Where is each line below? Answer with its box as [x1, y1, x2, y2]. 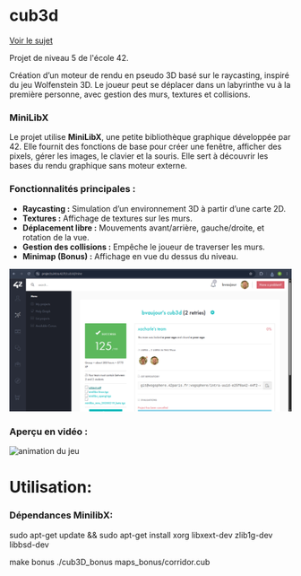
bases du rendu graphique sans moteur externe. [9, 161, 188, 171]
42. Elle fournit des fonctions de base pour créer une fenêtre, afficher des [9, 141, 282, 153]
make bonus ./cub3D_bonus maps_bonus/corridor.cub [9, 556, 211, 567]
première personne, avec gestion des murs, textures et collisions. [9, 89, 251, 100]
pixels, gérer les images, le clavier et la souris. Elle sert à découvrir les [9, 151, 269, 161]
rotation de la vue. [21, 231, 90, 242]
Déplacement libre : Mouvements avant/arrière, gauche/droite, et [21, 222, 265, 233]
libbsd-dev [9, 539, 49, 550]
